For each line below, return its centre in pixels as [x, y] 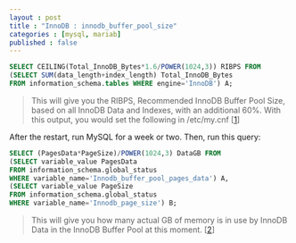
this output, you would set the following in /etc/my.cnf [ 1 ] [136, 119]
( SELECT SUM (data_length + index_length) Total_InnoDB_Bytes [121, 75]
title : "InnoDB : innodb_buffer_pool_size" [93, 26]
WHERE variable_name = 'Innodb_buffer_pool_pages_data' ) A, [119, 178]
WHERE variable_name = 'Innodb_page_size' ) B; [93, 203]
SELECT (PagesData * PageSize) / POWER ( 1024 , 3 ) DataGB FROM [115, 153]
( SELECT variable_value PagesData [74, 162]
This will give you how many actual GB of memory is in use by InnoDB [159, 220]
